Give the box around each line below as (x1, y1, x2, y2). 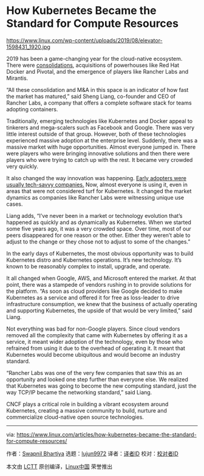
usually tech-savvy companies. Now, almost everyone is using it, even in (6, 181, 188, 188)
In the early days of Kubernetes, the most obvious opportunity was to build (6, 250, 194, 257)
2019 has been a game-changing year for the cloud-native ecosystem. (6, 55, 183, 62)
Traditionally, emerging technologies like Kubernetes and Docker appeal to (6, 117, 193, 125)
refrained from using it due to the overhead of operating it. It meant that (6, 345, 185, 352)
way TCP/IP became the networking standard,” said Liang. (6, 388, 152, 396)
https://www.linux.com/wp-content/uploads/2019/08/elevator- (6, 37, 163, 44)
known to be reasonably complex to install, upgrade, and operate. (6, 262, 171, 270)
